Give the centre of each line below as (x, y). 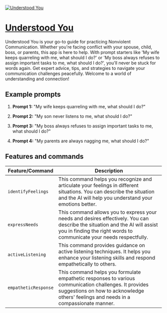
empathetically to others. (87, 264)
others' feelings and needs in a (94, 297)
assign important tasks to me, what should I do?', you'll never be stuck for (81, 63)
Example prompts (33, 95)
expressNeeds (23, 224)
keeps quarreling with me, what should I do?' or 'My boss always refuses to (83, 57)
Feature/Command (31, 171)
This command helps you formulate (100, 272)
